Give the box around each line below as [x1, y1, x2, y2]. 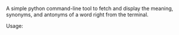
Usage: [6, 23, 23, 29]
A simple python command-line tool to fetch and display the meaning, [6, 5, 174, 12]
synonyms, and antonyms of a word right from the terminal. [6, 11, 149, 18]
